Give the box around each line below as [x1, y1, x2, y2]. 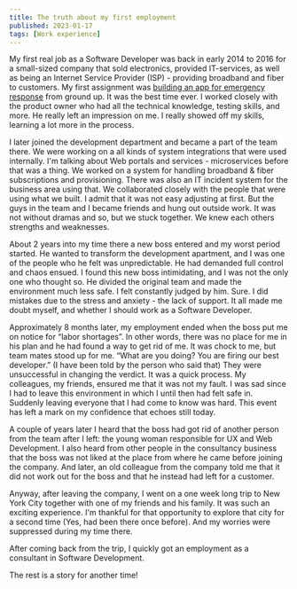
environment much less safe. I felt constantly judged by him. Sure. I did [9, 286, 269, 297]
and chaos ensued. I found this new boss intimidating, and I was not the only [9, 267, 289, 278]
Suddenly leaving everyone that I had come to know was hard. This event [9, 397, 277, 408]
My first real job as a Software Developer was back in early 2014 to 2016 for [9, 54, 286, 65]
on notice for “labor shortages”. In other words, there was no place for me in [9, 332, 288, 342]
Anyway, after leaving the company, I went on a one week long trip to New [9, 489, 281, 499]
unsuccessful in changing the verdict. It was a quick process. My [9, 369, 246, 380]
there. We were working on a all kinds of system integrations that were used [9, 146, 287, 157]
